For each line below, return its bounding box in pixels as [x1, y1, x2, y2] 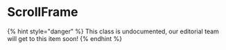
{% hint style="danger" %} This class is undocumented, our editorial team [7, 27, 220, 35]
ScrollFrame [7, 4, 78, 20]
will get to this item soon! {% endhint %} [7, 34, 123, 42]
